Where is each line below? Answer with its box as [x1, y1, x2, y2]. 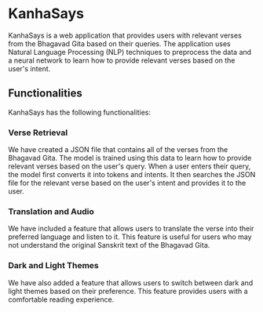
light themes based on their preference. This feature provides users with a [8, 286, 249, 296]
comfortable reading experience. [8, 295, 115, 304]
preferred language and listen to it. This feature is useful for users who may [8, 232, 253, 241]
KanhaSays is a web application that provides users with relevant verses [8, 31, 242, 40]
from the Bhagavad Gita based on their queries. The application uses [8, 38, 231, 48]
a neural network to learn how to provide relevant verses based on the [8, 56, 236, 65]
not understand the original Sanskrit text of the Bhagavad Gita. [8, 241, 210, 250]
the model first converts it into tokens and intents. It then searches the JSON [8, 170, 256, 180]
